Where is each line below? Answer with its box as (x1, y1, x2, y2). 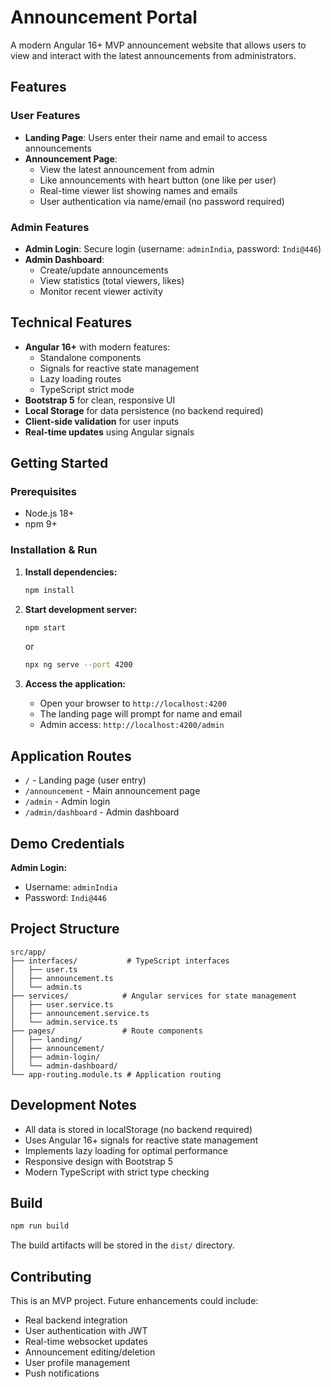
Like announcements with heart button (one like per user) (39, 174, 277, 186)
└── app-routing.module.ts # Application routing (10, 1069, 222, 1080)
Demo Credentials (10, 835, 125, 852)
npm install (24, 585, 75, 595)
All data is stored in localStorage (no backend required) (24, 1123, 253, 1135)
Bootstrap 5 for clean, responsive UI (24, 394, 176, 406)
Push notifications (24, 1367, 100, 1380)
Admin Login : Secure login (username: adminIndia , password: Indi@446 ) (24, 242, 322, 255)
